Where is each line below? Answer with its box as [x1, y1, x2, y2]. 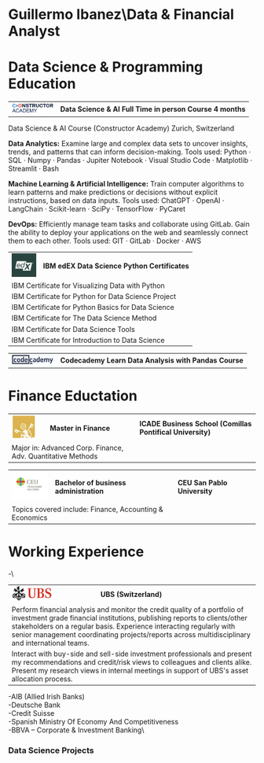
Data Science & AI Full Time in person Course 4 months [60, 104, 246, 113]
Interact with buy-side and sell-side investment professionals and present [11, 649, 252, 658]
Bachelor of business [54, 477, 126, 487]
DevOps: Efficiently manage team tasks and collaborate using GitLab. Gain [8, 219, 250, 229]
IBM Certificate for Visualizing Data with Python [11, 281, 165, 290]
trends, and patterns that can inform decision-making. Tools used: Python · [8, 147, 251, 157]
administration [54, 486, 104, 496]
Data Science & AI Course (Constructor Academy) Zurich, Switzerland [8, 123, 235, 133]
